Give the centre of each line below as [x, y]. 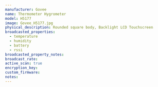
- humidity [20, 41]
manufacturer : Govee [26, 9]
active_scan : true [24, 63]
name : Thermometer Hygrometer [36, 14]
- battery [19, 45]
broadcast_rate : [21, 59]
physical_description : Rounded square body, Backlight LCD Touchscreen [79, 28]
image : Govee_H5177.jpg [29, 23]
